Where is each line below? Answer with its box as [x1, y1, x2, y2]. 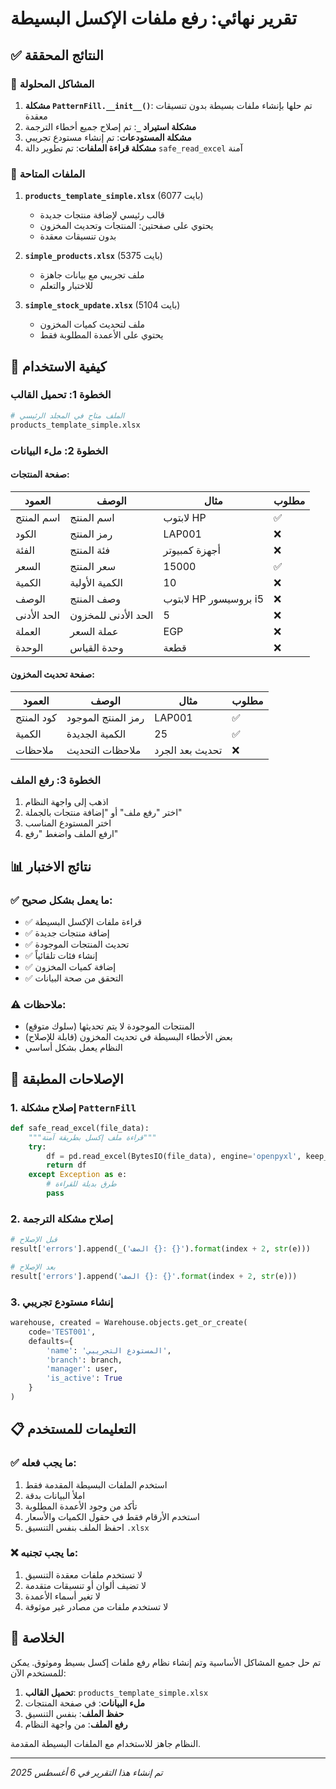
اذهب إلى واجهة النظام [24, 796, 109, 808]
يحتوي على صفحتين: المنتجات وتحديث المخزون [39, 220, 214, 232]
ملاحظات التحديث [66, 743, 142, 757]
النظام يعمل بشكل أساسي [24, 1042, 123, 1054]
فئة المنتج [69, 543, 111, 557]
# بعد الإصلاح [10, 1262, 56, 1272]
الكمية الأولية [69, 575, 124, 589]
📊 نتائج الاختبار [10, 858, 92, 875]
